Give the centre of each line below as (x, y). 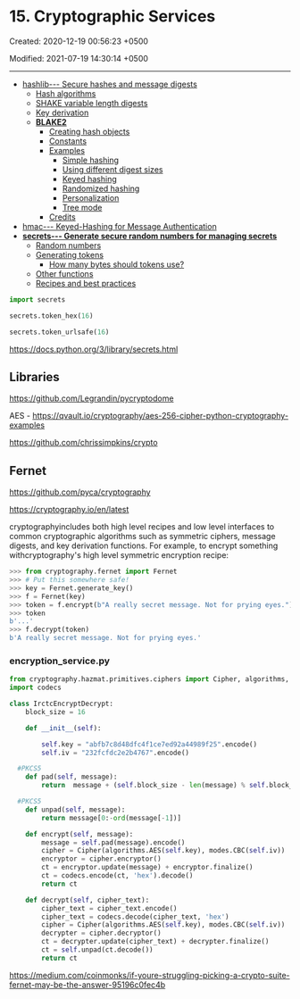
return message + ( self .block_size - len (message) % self (154, 786)
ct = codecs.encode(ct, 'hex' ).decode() (117, 876)
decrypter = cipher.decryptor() (102, 933)
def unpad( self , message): (75, 810)
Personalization (91, 197)
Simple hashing (90, 160)
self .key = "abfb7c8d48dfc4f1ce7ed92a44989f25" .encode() (149, 744)
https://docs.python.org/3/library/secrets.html (94, 349)
